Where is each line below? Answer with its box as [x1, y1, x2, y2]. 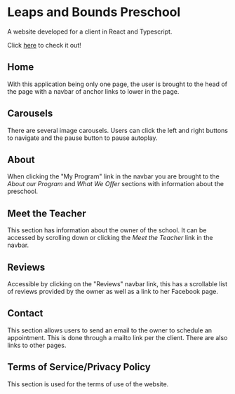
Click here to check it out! [7, 41, 82, 49]
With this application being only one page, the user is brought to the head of [7, 80, 228, 88]
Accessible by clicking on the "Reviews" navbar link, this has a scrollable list [7, 280, 228, 288]
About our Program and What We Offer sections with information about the [7, 180, 224, 188]
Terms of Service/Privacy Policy [7, 361, 151, 373]
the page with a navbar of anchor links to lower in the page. [7, 87, 180, 95]
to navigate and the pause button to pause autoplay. [7, 134, 158, 142]
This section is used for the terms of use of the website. [7, 379, 169, 388]
